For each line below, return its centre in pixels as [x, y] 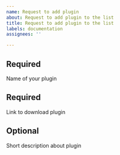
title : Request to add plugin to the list [60, 23]
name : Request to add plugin [43, 12]
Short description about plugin [44, 145]
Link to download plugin [36, 112]
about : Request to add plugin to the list [60, 17]
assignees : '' [24, 34]
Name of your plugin [31, 78]
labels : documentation [34, 29]
